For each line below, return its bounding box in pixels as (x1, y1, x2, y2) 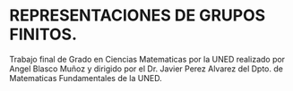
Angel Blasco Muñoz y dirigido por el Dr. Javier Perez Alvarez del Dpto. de (9, 63, 284, 74)
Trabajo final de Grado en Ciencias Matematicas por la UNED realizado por (9, 54, 285, 64)
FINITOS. (9, 24, 78, 45)
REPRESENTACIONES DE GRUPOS (9, 5, 266, 26)
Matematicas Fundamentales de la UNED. (9, 72, 163, 83)
